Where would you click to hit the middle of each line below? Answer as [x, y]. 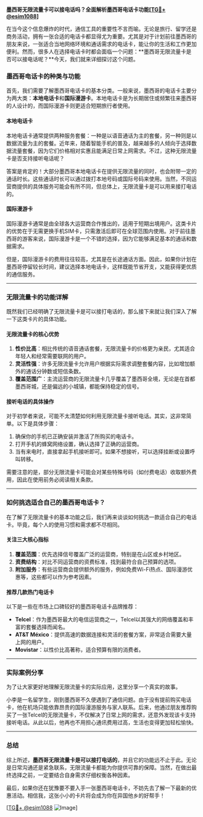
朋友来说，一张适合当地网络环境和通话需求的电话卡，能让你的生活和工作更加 [101, 44]
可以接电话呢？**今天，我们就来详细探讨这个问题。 [75, 59]
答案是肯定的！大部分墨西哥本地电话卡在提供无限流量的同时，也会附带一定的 [101, 171]
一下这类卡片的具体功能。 [38, 319]
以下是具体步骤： [38, 424]
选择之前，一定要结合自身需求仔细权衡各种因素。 [72, 775]
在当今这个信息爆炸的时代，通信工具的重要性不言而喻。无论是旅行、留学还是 [101, 29]
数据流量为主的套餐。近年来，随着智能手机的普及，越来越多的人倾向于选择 [99, 143]
